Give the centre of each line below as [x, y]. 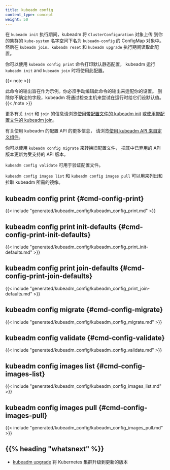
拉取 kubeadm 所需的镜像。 [34, 182]
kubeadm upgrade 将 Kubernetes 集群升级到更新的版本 [70, 462]
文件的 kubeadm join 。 [33, 120]
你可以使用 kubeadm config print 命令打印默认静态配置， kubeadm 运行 [80, 64]
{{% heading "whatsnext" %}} [55, 449]
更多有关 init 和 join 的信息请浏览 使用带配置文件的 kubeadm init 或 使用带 [83, 114]
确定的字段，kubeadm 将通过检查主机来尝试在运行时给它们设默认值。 [91, 97]
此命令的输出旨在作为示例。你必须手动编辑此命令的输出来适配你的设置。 [81, 91]
